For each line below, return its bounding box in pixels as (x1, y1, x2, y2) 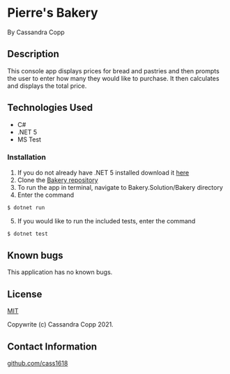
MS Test (17, 135, 42, 144)
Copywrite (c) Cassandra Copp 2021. (7, 320, 114, 329)
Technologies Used (7, 102, 93, 114)
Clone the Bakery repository (17, 176, 99, 184)
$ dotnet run (7, 204, 45, 211)
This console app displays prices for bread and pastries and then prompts (7, 66, 220, 75)
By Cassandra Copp (7, 28, 65, 36)
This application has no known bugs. (7, 268, 113, 276)
